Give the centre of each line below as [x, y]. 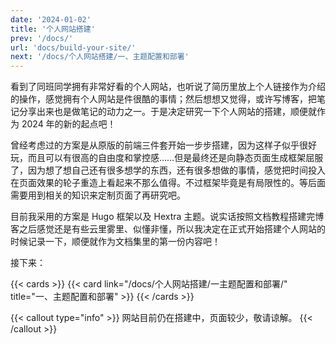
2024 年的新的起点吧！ [69, 124]
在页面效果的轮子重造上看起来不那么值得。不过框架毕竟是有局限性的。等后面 [168, 183]
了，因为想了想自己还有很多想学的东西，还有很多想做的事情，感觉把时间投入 [168, 170]
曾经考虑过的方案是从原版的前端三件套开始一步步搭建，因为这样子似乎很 [159, 145]
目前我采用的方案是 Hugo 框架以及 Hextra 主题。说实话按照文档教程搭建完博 [167, 217]
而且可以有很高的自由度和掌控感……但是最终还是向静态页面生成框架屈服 [175, 158]
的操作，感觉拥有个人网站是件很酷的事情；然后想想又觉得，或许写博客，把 [163, 99]
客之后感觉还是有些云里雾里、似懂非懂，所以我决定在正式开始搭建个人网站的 [168, 229]
